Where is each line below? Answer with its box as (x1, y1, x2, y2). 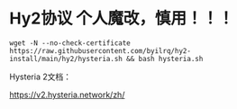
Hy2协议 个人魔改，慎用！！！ (9, 8, 234, 29)
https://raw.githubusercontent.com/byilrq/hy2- (9, 46, 192, 55)
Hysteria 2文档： (9, 71, 72, 82)
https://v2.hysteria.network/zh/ (9, 89, 125, 100)
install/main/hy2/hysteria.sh (9, 54, 123, 63)
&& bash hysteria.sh (125, 54, 204, 63)
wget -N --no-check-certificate (9, 38, 131, 48)
